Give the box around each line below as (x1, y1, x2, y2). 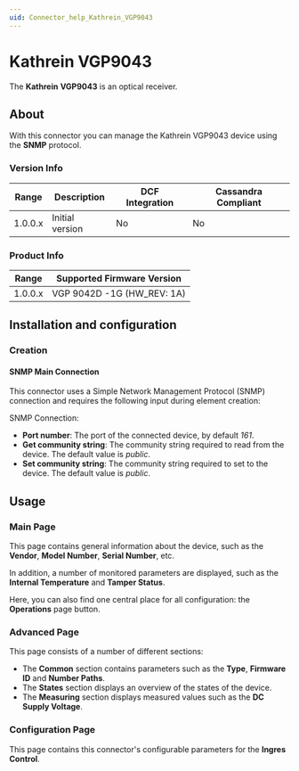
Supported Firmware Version (56, 272, 182, 284)
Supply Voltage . (21, 701, 83, 712)
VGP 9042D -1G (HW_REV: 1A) (52, 287, 186, 299)
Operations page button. (9, 603, 101, 615)
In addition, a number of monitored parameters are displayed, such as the (9, 568, 279, 578)
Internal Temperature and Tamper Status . (9, 577, 166, 588)
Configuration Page (9, 724, 96, 736)
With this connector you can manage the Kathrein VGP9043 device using (9, 130, 278, 141)
